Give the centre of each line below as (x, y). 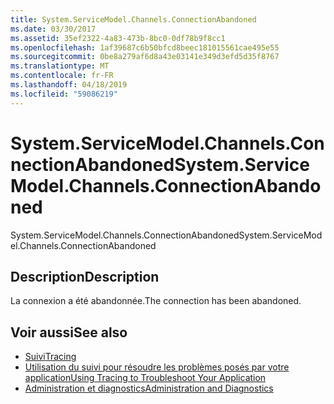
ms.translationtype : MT (60, 66)
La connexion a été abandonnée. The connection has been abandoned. (156, 301)
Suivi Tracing (50, 357)
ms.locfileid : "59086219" (64, 94)
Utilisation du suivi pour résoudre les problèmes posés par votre (157, 367)
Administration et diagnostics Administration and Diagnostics (149, 388)
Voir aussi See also (69, 332)
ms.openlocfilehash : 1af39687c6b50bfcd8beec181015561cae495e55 (145, 47)
